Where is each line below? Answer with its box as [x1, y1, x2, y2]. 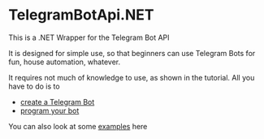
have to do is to [8, 81, 60, 91]
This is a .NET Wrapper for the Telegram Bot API [8, 33, 170, 42]
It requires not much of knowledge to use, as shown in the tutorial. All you [8, 72, 255, 82]
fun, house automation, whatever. [8, 57, 120, 67]
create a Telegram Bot [19, 97, 95, 106]
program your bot [19, 106, 80, 115]
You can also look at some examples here [8, 121, 148, 131]
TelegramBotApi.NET [8, 6, 154, 24]
